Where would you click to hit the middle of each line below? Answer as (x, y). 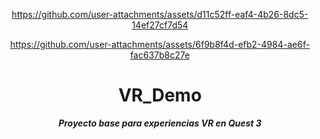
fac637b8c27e (160, 55)
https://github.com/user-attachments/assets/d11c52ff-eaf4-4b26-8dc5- (160, 14)
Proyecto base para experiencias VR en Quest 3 (160, 123)
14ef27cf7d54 (160, 25)
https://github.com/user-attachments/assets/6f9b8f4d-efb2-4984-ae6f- (160, 44)
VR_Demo (160, 95)
